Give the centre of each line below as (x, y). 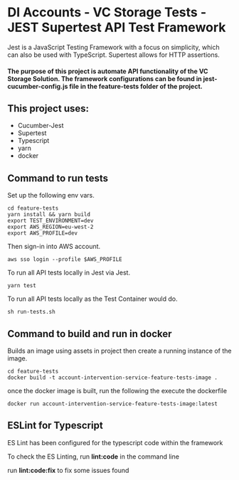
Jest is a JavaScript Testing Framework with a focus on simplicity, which (113, 47)
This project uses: (48, 108)
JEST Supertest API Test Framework (117, 27)
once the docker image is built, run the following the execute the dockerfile (117, 390)
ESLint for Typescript (55, 426)
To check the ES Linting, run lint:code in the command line (94, 457)
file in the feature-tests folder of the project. (136, 86)
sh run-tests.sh (31, 312)
